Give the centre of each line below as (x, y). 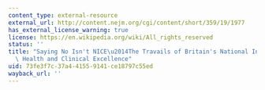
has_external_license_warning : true (68, 30)
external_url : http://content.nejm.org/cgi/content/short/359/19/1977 (127, 23)
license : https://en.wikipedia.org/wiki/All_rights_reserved (111, 37)
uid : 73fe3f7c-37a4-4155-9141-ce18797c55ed (81, 67)
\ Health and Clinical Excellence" (74, 59)
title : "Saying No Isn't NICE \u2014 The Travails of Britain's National (128, 52)
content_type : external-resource (63, 15)
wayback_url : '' (35, 74)
